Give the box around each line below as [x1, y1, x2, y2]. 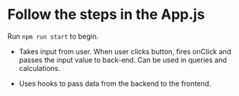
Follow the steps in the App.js [7, 6, 206, 24]
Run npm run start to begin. [7, 31, 99, 41]
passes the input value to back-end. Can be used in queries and [18, 55, 227, 65]
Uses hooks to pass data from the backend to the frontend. [18, 79, 211, 88]
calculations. [18, 63, 61, 72]
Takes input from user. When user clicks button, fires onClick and [18, 46, 232, 56]
